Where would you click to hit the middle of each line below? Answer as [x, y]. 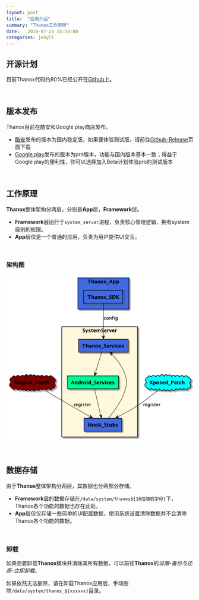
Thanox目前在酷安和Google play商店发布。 [59, 127]
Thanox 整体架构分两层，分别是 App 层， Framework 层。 [74, 209]
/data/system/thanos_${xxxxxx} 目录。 [58, 590]
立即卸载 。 [27, 570]
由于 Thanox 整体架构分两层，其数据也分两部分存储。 [70, 486]
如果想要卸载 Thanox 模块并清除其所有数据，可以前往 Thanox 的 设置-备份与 [97, 563]
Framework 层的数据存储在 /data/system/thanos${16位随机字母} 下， [95, 498]
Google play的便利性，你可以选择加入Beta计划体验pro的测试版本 [94, 162]
